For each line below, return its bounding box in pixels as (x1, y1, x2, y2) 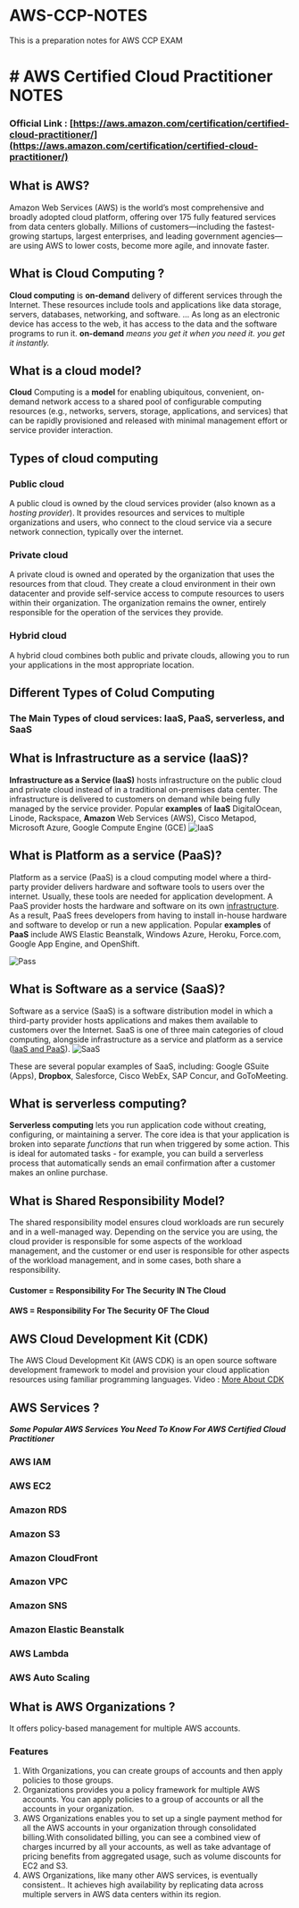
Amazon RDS (9, 1504, 68, 1516)
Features (9, 1745, 49, 1758)
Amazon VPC (9, 1575, 69, 1588)
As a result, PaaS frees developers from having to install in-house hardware (9, 910, 287, 920)
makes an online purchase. (9, 1167, 109, 1178)
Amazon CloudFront (9, 1551, 98, 1564)
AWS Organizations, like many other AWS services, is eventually (21, 1870, 259, 1881)
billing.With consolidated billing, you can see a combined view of (21, 1832, 262, 1843)
